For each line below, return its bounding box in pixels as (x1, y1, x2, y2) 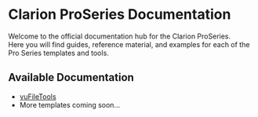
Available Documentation (8, 71, 135, 84)
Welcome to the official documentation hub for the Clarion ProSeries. (8, 31, 231, 41)
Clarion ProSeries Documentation (8, 5, 231, 24)
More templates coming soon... (19, 100, 120, 109)
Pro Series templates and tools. (8, 48, 110, 57)
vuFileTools (19, 92, 56, 101)
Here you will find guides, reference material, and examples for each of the (8, 39, 250, 49)
